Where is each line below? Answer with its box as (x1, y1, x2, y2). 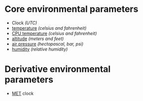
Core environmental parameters (4, 3, 139, 15)
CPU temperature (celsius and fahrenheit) (11, 30, 97, 36)
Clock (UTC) (11, 20, 37, 26)
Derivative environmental (4, 63, 111, 75)
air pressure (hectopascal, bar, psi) (11, 41, 84, 47)
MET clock (11, 90, 34, 96)
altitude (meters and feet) (11, 36, 64, 42)
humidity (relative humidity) (11, 46, 68, 52)
